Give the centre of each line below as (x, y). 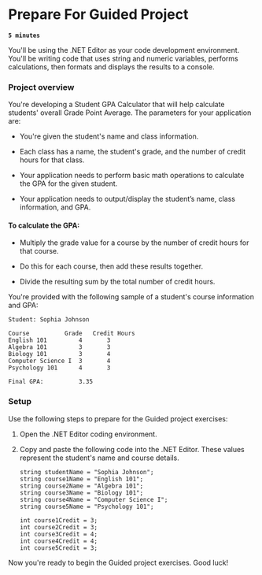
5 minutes (24, 35)
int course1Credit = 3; (59, 520)
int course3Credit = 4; (59, 534)
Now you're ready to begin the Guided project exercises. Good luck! (118, 562)
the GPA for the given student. (68, 184)
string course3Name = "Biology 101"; (81, 493)
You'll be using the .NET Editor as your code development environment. (124, 50)
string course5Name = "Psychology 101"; (87, 506)
